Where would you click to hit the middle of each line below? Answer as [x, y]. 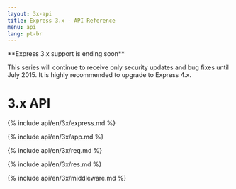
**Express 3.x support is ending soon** [66, 54]
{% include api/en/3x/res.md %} [55, 164]
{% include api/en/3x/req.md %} [55, 151]
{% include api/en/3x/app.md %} [56, 137]
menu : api [22, 27]
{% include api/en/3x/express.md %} [61, 123]
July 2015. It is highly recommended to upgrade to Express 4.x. [99, 75]
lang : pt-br [25, 34]
